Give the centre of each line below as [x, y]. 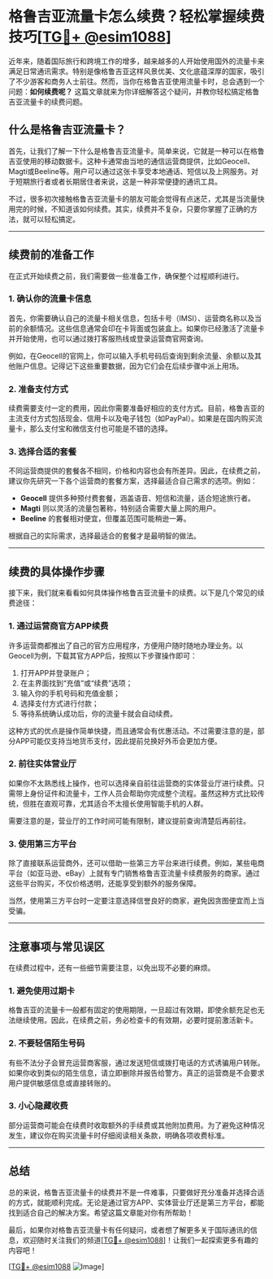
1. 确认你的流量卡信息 [50, 299]
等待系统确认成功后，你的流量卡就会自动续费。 [98, 713]
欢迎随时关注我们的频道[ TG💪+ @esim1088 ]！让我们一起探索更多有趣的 [140, 1240]
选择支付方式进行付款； [59, 703]
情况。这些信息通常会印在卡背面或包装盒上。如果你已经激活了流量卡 [150, 328]
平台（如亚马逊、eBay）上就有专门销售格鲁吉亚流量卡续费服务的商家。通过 [134, 873]
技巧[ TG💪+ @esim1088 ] [90, 37]
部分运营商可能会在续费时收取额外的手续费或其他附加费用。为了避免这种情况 [136, 1125]
